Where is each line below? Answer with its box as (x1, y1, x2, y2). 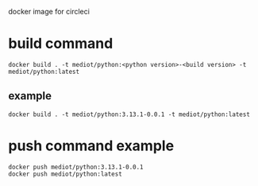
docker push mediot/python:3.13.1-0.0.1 (8, 163, 144, 171)
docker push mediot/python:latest (8, 170, 123, 178)
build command (8, 35, 114, 52)
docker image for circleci (8, 7, 90, 16)
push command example (8, 137, 175, 154)
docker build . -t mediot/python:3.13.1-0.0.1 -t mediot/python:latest (8, 110, 250, 118)
